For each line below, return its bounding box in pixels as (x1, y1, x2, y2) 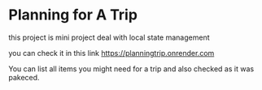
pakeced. (8, 72, 40, 82)
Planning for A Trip (8, 6, 138, 24)
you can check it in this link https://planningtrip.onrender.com (8, 48, 215, 58)
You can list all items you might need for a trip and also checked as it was (8, 63, 255, 74)
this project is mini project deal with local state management (8, 32, 210, 42)
